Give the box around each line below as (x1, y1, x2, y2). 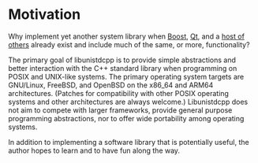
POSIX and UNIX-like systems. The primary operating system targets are (8, 72, 245, 81)
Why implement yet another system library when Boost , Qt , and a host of (8, 31, 245, 41)
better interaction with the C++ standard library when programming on (8, 63, 237, 72)
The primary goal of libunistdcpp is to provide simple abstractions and (8, 55, 237, 65)
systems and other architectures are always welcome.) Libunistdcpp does (8, 97, 249, 106)
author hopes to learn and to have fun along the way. (8, 146, 180, 155)
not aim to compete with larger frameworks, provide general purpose (8, 105, 233, 115)
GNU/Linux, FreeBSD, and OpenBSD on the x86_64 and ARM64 (8, 80, 214, 90)
